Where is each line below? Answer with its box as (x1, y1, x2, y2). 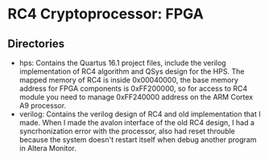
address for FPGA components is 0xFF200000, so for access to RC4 (19, 84, 248, 93)
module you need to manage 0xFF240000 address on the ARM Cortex (19, 92, 254, 101)
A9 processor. (19, 101, 66, 110)
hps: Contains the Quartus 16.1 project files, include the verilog (19, 58, 226, 67)
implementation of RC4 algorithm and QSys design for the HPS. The (19, 67, 245, 76)
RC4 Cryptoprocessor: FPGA (7, 5, 205, 23)
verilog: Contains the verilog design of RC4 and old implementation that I (19, 109, 261, 119)
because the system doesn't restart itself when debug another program (19, 135, 257, 145)
